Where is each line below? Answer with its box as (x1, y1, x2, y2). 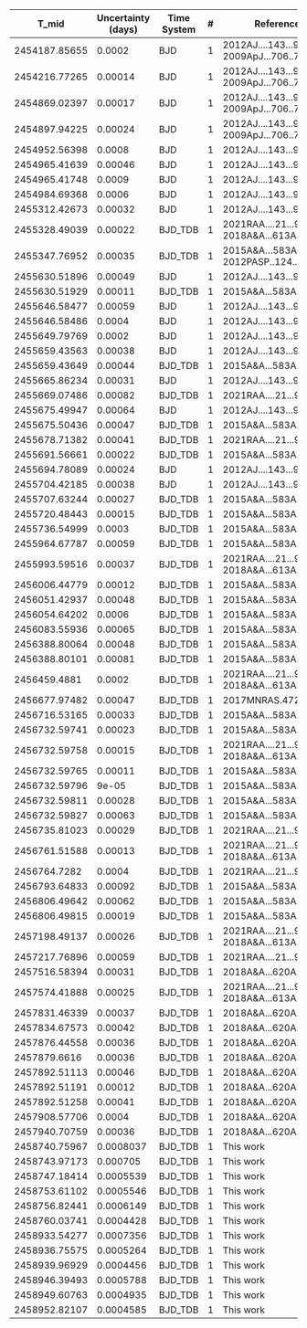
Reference (254, 17, 301, 30)
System (161, 23, 196, 36)
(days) (109, 23, 139, 36)
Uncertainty (96, 12, 151, 24)
